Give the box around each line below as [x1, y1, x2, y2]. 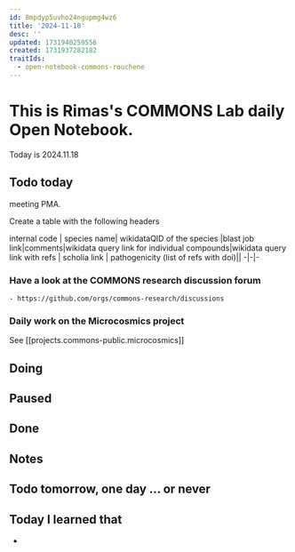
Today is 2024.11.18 [9, 148, 79, 160]
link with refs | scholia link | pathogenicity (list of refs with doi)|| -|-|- [9, 252, 260, 262]
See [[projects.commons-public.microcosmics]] [9, 335, 185, 346]
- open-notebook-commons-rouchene [17, 63, 145, 72]
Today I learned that [9, 512, 123, 527]
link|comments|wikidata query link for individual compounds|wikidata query [9, 242, 287, 253]
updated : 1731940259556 [9, 37, 98, 47]
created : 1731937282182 [9, 46, 98, 55]
